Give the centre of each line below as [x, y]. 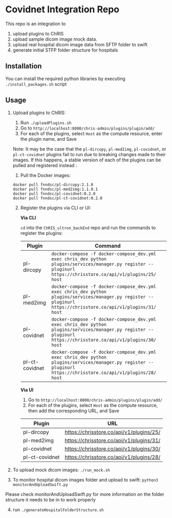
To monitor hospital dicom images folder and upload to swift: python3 [85, 479]
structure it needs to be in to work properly [51, 499]
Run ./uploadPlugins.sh [46, 122]
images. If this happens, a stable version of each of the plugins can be [87, 160]
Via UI [27, 390]
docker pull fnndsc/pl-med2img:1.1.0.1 [55, 189]
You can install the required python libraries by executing [65, 79]
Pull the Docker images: [45, 175]
